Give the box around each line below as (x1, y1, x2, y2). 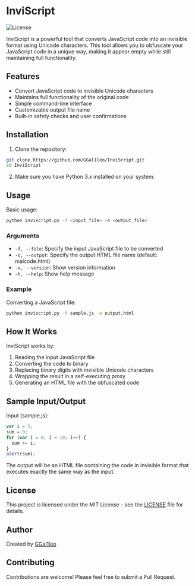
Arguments (6, 232, 40, 240)
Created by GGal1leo (6, 540, 56, 547)
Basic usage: (6, 206, 38, 213)
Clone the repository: (14, 145, 67, 153)
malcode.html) (14, 258, 51, 265)
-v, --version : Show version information (14, 264, 116, 271)
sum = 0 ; (6, 429, 28, 435)
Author (6, 524, 33, 535)
